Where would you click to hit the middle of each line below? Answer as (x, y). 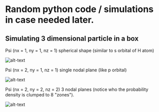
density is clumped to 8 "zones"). (40, 95)
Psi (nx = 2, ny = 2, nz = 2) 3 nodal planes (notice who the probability (77, 89)
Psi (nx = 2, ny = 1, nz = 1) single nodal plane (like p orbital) (66, 70)
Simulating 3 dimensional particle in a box (72, 38)
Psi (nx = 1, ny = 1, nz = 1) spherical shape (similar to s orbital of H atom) (80, 50)
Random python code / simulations (79, 9)
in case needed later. (50, 20)
